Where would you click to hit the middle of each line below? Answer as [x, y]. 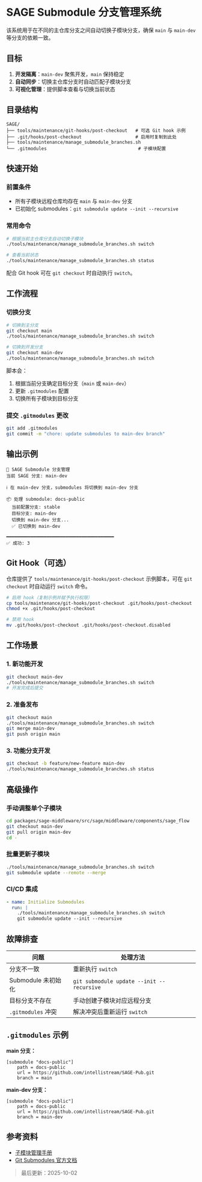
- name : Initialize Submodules [45, 902]
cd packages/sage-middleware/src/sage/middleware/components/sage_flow [98, 821]
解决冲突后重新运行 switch [110, 1012]
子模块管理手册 [33, 1153]
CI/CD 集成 [22, 889]
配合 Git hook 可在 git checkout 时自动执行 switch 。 [71, 273]
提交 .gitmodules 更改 [38, 415]
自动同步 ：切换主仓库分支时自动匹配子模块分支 [73, 81]
